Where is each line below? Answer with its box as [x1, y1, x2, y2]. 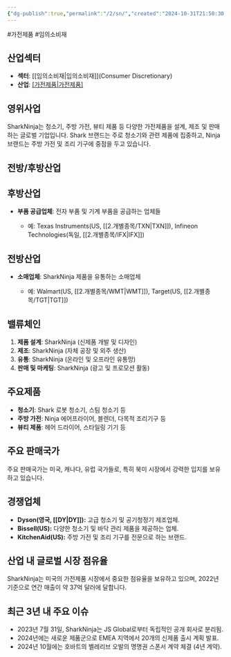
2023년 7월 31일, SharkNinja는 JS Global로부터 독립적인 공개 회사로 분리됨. [17, 625, 223, 633]
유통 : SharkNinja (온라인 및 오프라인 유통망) [17, 355, 136, 363]
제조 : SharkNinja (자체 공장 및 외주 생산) [17, 347, 127, 355]
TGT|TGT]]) [35, 296, 68, 305]
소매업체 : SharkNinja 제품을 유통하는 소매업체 [17, 273, 141, 281]
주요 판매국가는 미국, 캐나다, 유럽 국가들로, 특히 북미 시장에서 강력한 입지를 [7, 465, 208, 473]
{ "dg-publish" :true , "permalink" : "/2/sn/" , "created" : [7, 10, 163, 17]
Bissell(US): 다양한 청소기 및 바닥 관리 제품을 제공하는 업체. [17, 524, 179, 532]
